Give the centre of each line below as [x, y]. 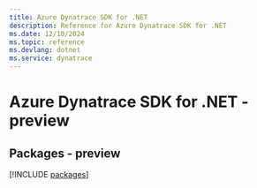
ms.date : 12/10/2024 [47, 34]
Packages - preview [65, 153]
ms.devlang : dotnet [45, 50]
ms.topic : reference [47, 42]
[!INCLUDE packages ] [49, 174]
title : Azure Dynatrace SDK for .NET [79, 17]
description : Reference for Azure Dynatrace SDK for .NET [118, 26]
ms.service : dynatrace [51, 58]
